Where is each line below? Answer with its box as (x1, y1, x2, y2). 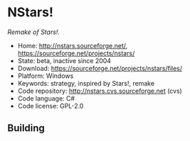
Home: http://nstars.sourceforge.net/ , (17, 41, 128, 50)
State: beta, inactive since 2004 (17, 56, 112, 64)
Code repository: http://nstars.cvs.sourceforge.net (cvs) (17, 86, 183, 95)
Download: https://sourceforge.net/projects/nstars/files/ (17, 64, 183, 72)
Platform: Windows (17, 72, 74, 80)
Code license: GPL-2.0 (17, 101, 84, 110)
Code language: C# (17, 94, 75, 103)
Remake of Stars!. (7, 28, 60, 36)
